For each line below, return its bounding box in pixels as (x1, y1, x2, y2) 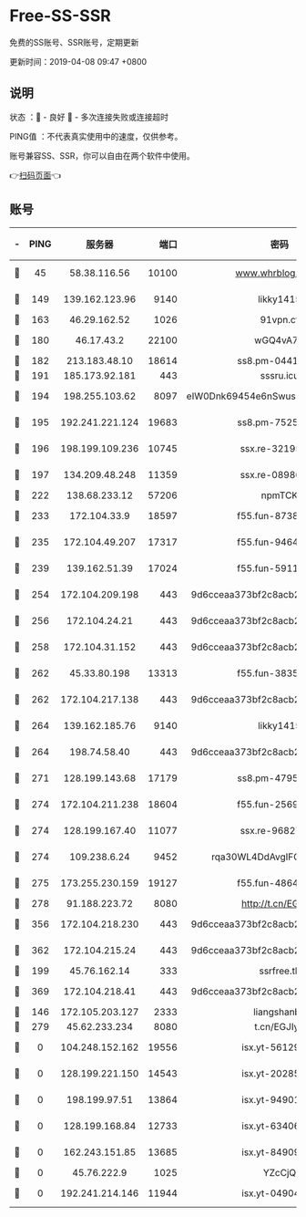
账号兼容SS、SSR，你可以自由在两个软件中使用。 (9, 150, 195, 161)
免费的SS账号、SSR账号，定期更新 (9, 36, 139, 47)
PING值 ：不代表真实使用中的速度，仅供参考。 (9, 130, 183, 141)
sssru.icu (260, 369, 300, 381)
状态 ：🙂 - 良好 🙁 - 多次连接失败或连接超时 (9, 111, 168, 122)
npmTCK (260, 489, 299, 502)
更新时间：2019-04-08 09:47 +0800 (9, 56, 148, 67)
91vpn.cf (260, 313, 300, 326)
